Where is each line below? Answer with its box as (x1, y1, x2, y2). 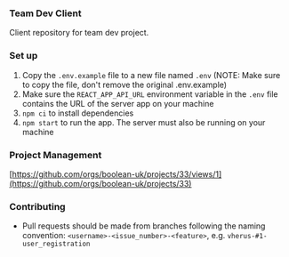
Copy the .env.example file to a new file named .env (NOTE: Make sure (21, 69, 281, 80)
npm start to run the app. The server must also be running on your (21, 116, 266, 127)
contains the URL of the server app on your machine (21, 98, 214, 108)
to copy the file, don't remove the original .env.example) (21, 79, 228, 90)
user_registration (21, 239, 91, 249)
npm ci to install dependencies (21, 108, 134, 118)
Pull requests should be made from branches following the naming (21, 221, 266, 231)
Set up (9, 50, 38, 62)
